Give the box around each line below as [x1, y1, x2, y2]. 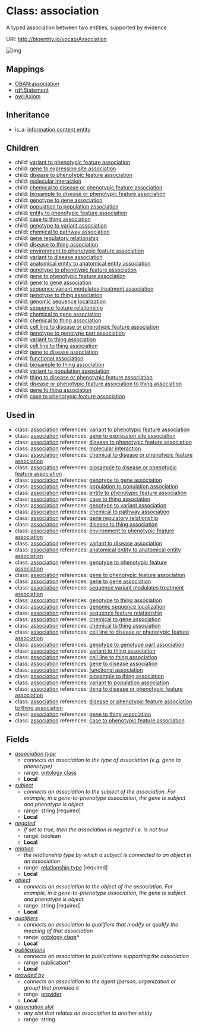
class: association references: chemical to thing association [14, 622, 161, 629]
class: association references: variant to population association [14, 679, 169, 686]
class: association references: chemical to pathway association [14, 508, 170, 516]
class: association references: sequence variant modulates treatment [14, 584, 184, 591]
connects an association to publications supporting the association [23, 953, 189, 959]
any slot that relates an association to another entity [23, 1009, 153, 1016]
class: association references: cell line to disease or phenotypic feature [14, 628, 189, 635]
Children [6, 143, 39, 153]
